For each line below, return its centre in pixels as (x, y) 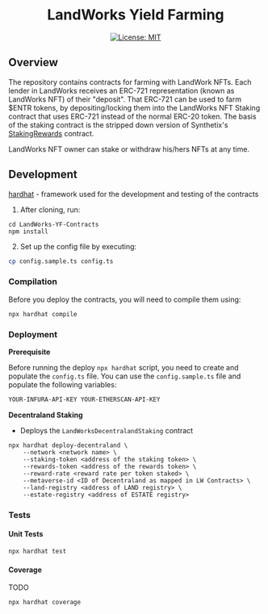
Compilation (33, 282)
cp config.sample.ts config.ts (61, 261)
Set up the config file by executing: (78, 246)
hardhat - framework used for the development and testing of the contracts (134, 194)
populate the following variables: (63, 385)
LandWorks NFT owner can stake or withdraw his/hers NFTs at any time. (129, 149)
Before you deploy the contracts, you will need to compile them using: (125, 299)
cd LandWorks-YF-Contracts (54, 224)
